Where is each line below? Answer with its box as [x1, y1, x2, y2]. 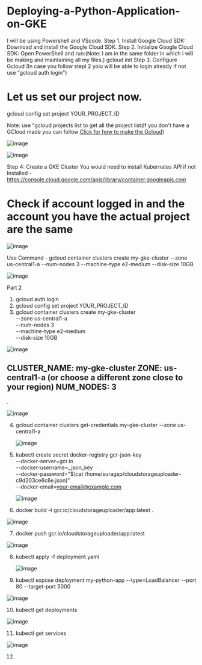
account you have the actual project [7, 210, 191, 223]
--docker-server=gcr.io [15, 457, 74, 464]
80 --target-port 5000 [15, 582, 71, 590]
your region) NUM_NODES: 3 [7, 382, 117, 392]
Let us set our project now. [7, 90, 142, 104]
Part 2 [7, 284, 22, 291]
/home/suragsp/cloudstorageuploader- [84, 470, 182, 477]
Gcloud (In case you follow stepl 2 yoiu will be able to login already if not [7, 62, 186, 70]
